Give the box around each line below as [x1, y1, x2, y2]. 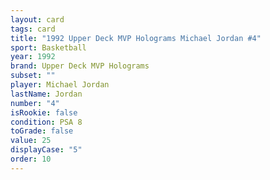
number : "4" [10, 98, 60, 108]
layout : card [10, 14, 65, 25]
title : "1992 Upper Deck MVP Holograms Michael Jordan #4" [10, 33, 262, 43]
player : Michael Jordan [10, 80, 110, 90]
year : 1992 [10, 52, 56, 62]
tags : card [10, 24, 56, 34]
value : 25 [10, 136, 52, 146]
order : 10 [10, 154, 52, 164]
